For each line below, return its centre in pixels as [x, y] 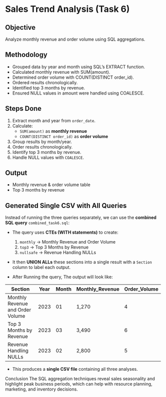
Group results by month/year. [42, 142]
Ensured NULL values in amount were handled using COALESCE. [78, 93]
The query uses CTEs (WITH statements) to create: [65, 232]
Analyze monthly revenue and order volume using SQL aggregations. [75, 39]
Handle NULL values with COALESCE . [48, 157]
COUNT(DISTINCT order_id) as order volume [64, 136]
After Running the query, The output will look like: [62, 277]
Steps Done [23, 109]
